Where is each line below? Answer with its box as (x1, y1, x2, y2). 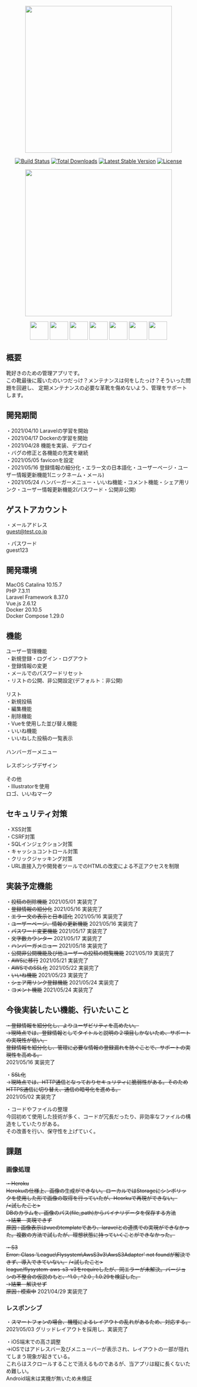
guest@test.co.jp (6, 528, 47, 535)
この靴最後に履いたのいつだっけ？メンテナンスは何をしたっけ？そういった (6, 377, 186, 384)
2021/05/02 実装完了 (6, 1093, 57, 1100)
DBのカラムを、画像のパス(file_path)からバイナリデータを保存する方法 (6, 1210, 176, 1217)
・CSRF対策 (6, 833, 35, 840)
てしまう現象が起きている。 (6, 1353, 73, 1360)
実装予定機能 (6, 882, 53, 892)
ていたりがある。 (21, 1120, 63, 1127)
